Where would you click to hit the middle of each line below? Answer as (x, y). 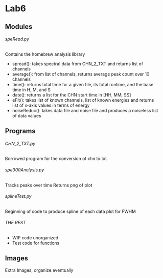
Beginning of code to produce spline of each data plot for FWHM (70, 211)
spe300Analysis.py (24, 170)
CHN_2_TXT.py (20, 143)
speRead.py (17, 39)
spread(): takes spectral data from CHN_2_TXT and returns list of (78, 64)
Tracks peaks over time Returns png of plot (49, 185)
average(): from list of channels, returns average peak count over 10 (81, 74)
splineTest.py (18, 196)
